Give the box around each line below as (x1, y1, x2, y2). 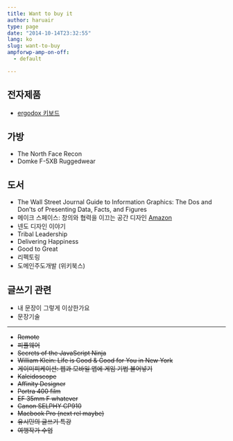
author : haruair (7, 17, 54, 24)
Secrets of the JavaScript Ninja (17, 349, 107, 357)
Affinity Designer (17, 380, 66, 388)
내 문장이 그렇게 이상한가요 (17, 303, 90, 312)
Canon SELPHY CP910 (17, 402, 82, 410)
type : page (7, 23, 39, 30)
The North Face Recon (17, 150, 82, 158)
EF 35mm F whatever (17, 394, 78, 403)
